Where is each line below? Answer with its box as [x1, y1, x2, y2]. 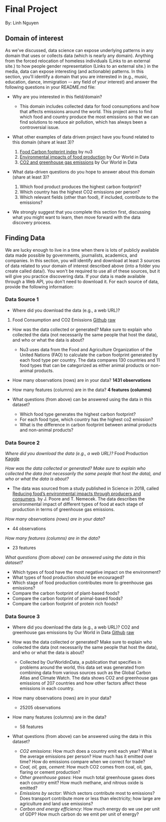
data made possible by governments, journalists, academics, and [5, 252, 137, 258]
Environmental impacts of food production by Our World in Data [19, 154, 149, 160]
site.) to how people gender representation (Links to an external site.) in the [5, 63, 159, 69]
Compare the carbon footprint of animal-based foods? [12, 595, 123, 601]
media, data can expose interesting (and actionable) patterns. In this [5, 68, 144, 74]
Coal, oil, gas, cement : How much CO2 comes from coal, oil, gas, [19, 764, 153, 770]
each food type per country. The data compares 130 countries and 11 [19, 357, 160, 363]
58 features [19, 724, 43, 730]
